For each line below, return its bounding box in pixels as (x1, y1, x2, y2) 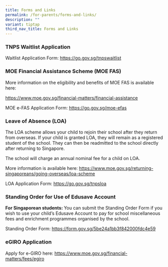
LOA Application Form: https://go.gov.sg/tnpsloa (5, 181, 107, 187)
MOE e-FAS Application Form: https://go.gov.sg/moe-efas (5, 104, 127, 110)
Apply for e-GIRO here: (5, 250, 53, 256)
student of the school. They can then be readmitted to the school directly (5, 140, 159, 146)
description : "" (5, 17, 40, 22)
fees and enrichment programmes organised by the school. (5, 216, 130, 222)
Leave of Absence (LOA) (5, 117, 67, 124)
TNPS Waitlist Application (5, 43, 71, 51)
